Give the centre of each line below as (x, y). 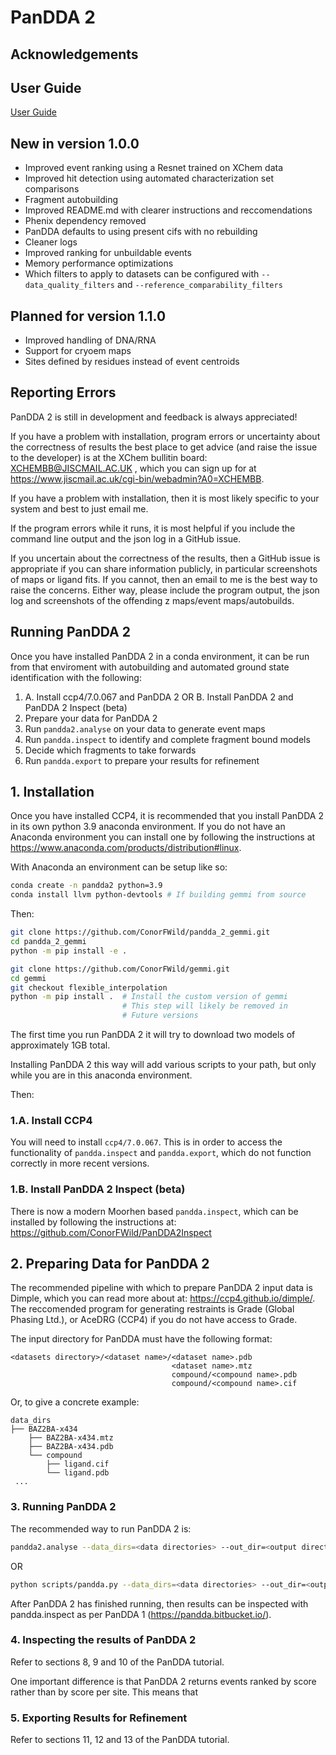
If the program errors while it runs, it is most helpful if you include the (153, 528)
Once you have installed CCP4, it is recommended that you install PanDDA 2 (167, 816)
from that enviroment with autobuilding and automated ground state (150, 667)
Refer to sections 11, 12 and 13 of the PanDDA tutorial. (120, 1740)
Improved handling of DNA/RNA (90, 340)
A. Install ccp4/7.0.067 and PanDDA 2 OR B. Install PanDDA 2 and (159, 697)
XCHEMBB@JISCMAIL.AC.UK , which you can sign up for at (133, 468)
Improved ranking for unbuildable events (108, 253)
